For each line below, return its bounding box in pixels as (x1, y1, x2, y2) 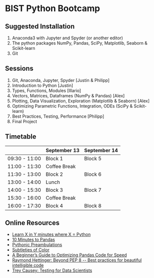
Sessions (5, 64, 34, 73)
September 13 (46, 147, 80, 154)
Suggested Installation (5, 22, 75, 31)
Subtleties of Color (12, 247, 50, 253)
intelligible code (12, 263, 44, 268)
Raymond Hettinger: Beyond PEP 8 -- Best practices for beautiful (12, 257, 142, 263)
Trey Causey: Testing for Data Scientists (12, 267, 92, 274)
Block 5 (84, 155, 102, 162)
